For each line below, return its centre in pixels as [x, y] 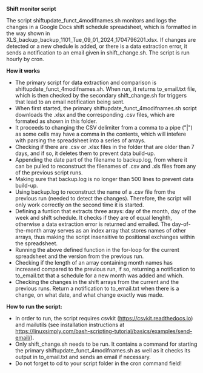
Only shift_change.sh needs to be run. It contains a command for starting [106, 344]
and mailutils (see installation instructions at [70, 325]
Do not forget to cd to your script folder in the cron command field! [98, 363]
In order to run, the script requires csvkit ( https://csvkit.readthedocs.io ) [104, 318]
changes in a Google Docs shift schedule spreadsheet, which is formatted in [101, 27]
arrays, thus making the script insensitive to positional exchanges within [105, 237]
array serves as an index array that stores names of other [115, 230]
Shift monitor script [31, 9]
